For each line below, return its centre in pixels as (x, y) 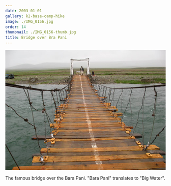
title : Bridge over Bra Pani (36, 38)
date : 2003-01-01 (24, 11)
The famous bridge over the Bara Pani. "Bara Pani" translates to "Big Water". (85, 178)
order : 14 (16, 27)
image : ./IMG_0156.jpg (29, 21)
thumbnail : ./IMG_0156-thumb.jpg (41, 32)
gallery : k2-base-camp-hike (35, 16)
